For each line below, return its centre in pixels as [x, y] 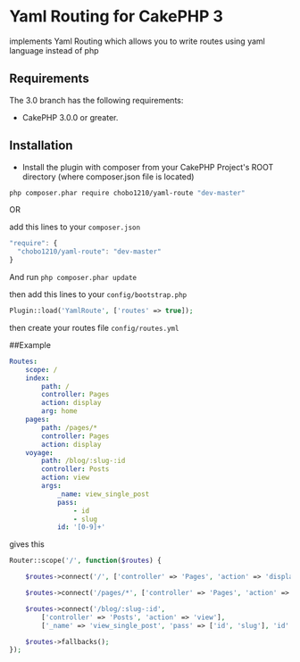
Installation [41, 146]
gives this [27, 544]
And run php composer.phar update [73, 277]
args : [52, 486]
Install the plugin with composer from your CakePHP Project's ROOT [148, 167]
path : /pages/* [70, 427]
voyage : [39, 452]
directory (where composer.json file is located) [108, 177]
